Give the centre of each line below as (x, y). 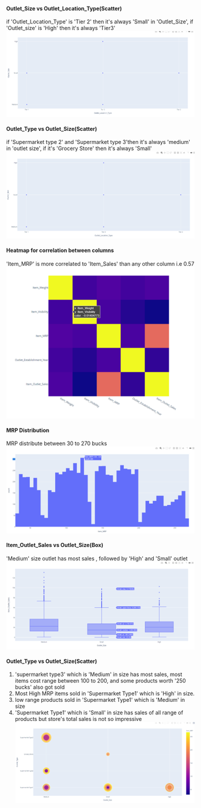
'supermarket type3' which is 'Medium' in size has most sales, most (98, 674)
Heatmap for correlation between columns (60, 250)
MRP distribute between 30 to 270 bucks (57, 443)
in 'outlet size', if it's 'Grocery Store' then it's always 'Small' (79, 148)
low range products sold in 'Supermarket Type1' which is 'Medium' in (100, 700)
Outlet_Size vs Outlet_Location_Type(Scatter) (64, 8)
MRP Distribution (28, 430)
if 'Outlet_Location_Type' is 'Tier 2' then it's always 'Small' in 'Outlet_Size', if (100, 22)
